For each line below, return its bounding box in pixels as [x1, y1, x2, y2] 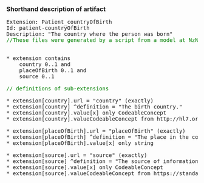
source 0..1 [19, 73, 55, 80]
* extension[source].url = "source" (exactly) [6, 152, 148, 159]
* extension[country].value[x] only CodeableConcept [6, 110, 167, 116]
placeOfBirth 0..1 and [19, 67, 87, 74]
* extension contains [6, 55, 71, 62]
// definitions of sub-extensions [6, 85, 109, 92]
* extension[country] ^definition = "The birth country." [6, 104, 183, 110]
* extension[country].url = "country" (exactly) [6, 98, 154, 104]
